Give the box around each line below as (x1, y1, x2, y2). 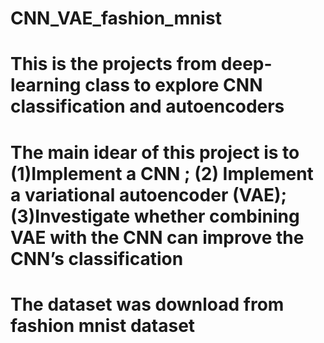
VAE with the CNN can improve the (10, 226, 305, 249)
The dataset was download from (10, 293, 285, 316)
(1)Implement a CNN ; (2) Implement (10, 162, 314, 185)
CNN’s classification (10, 247, 184, 270)
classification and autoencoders (10, 95, 285, 118)
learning (10, 74, 82, 97)
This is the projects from (10, 53, 218, 76)
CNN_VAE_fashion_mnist (10, 7, 222, 30)
